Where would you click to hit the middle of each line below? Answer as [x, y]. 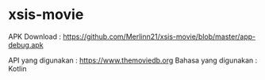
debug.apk [26, 44]
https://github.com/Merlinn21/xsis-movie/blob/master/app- [159, 36]
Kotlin [17, 68]
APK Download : [35, 36]
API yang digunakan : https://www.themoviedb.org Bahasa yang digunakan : [133, 60]
